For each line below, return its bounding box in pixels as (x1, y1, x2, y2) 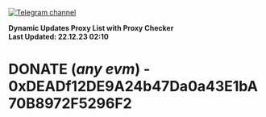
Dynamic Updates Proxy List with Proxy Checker (8, 23, 174, 32)
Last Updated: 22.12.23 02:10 (8, 32, 109, 41)
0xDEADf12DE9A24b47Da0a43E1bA (8, 77, 258, 96)
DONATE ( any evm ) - (8, 61, 151, 78)
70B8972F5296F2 (8, 94, 132, 113)
